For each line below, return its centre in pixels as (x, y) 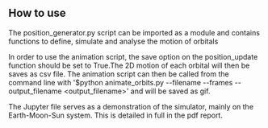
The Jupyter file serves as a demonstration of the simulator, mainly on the (131, 106)
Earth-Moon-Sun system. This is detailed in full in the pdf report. (116, 115)
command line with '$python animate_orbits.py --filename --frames (121, 82)
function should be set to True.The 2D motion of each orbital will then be (129, 65)
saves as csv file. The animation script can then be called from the (119, 74)
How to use (37, 13)
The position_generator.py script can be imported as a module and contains (134, 32)
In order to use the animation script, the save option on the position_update (133, 56)
